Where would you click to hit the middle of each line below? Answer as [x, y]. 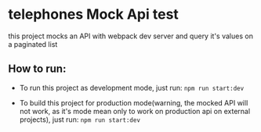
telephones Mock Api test [93, 14]
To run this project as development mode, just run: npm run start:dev [132, 87]
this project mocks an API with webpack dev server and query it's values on [130, 36]
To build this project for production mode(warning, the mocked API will [134, 102]
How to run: [37, 69]
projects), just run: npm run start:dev [80, 120]
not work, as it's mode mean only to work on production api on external [135, 111]
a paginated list [33, 44]
